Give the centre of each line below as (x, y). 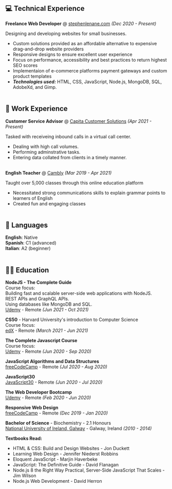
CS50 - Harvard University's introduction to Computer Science (72, 319)
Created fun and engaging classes (49, 203)
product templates (32, 76)
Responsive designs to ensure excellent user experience (72, 54)
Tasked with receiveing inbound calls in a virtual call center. (68, 136)
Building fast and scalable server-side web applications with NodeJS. (79, 293)
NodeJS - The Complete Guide (39, 283)
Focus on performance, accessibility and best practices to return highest (90, 60)
